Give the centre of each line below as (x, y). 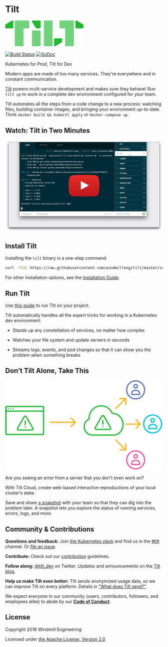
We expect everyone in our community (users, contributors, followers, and (82, 596)
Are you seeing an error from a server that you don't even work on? (74, 478)
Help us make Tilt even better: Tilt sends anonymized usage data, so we (80, 581)
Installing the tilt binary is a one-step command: (56, 258)
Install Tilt (21, 246)
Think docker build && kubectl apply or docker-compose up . (67, 115)
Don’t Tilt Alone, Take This (47, 371)
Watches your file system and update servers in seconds (71, 340)
